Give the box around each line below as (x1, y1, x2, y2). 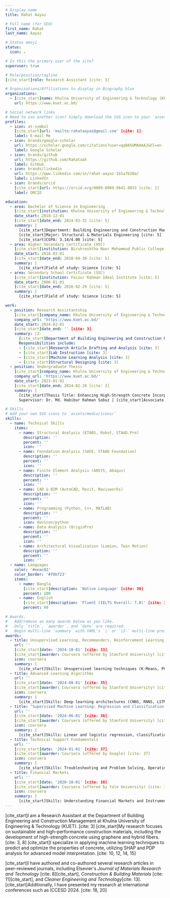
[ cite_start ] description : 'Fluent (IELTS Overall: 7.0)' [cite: (23, 600, 162, 605)
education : (5, 199, 28, 204)
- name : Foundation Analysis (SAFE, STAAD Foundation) (18, 449, 137, 454)
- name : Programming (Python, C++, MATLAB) (18, 506, 112, 511)
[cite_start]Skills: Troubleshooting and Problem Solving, (18, 765, 146, 770)
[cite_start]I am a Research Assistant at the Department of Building (5, 812, 144, 818)
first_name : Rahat (5, 26, 44, 31)
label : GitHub (14, 162, 44, 167)
